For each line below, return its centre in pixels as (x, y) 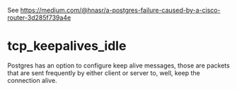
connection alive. (33, 80)
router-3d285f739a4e (39, 18)
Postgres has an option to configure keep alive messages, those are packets (118, 65)
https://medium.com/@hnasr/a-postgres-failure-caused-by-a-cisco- (120, 10)
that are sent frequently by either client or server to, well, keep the (104, 72)
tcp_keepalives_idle (67, 46)
